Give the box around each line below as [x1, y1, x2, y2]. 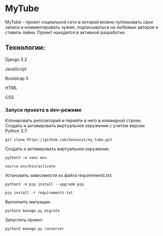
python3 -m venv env [5, 156, 47, 160]
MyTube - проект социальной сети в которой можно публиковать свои [5, 19, 153, 25]
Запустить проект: [5, 217, 44, 223]
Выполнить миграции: [5, 199, 51, 205]
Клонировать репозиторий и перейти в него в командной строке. [5, 118, 142, 123]
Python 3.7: [5, 128, 28, 134]
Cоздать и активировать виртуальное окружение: [5, 146, 110, 152]
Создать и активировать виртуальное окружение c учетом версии [5, 123, 145, 129]
